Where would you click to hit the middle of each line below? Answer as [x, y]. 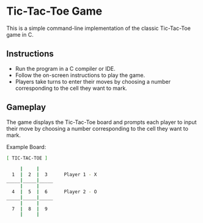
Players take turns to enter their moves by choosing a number [93, 81]
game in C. [20, 34]
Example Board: [26, 147]
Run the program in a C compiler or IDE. [65, 68]
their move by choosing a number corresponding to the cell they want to [97, 128]
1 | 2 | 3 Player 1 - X [54, 175]
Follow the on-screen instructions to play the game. [80, 75]
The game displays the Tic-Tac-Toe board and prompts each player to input [102, 122]
